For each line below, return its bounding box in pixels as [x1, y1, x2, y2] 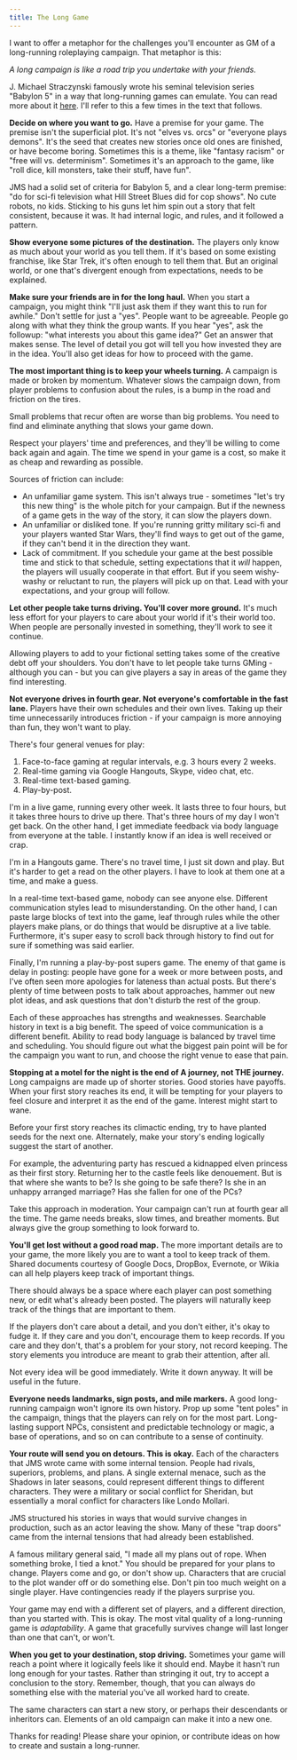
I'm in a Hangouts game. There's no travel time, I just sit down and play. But [9, 856, 285, 867]
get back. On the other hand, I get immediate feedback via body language [9, 821, 279, 831]
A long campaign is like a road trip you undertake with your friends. [9, 64, 257, 75]
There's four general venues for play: [9, 739, 145, 749]
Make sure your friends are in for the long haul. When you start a [9, 291, 250, 302]
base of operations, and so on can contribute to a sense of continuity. [9, 1431, 264, 1441]
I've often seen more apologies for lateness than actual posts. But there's [9, 976, 277, 987]
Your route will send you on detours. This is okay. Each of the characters [9, 1448, 279, 1459]
